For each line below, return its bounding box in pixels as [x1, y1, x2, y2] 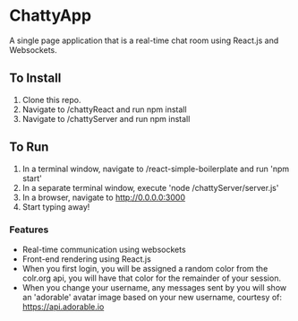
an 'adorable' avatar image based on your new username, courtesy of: [21, 291, 283, 302]
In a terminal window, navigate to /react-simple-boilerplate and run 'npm [21, 163, 290, 174]
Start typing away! [21, 201, 90, 212]
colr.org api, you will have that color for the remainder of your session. [21, 273, 282, 283]
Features [9, 223, 49, 236]
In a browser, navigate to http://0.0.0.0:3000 [21, 192, 186, 203]
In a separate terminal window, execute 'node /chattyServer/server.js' [21, 182, 279, 193]
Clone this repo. [21, 94, 81, 105]
